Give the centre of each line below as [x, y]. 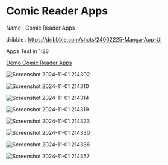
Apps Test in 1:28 [28, 51]
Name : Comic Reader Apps [41, 28]
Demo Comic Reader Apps [39, 63]
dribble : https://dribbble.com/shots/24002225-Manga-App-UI [84, 39]
